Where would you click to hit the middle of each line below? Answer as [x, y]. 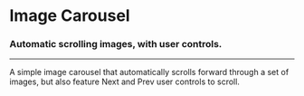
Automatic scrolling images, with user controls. [116, 44]
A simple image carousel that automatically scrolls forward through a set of [149, 72]
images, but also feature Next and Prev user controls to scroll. [124, 82]
